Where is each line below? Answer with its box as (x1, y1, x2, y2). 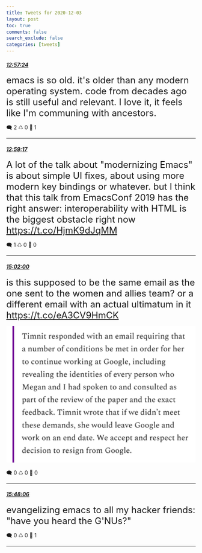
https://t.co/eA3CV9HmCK (6, 309, 119, 321)
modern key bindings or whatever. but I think (6, 181, 196, 193)
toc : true (6, 22, 31, 28)
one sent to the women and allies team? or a (6, 287, 194, 299)
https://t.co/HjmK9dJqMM (6, 225, 118, 237)
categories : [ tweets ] (6, 42, 61, 48)
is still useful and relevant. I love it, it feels (6, 97, 183, 108)
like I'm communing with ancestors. (6, 107, 157, 119)
